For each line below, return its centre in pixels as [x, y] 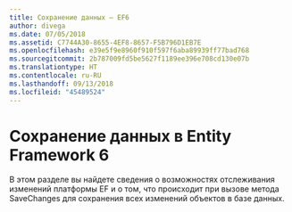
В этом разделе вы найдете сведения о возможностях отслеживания [142, 180]
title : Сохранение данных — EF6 [69, 17]
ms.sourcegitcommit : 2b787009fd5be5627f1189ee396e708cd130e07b [129, 59]
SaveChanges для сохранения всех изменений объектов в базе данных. [147, 199]
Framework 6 [59, 155]
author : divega [38, 26]
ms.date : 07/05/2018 [48, 34]
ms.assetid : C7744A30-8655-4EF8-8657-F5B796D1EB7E [105, 42]
